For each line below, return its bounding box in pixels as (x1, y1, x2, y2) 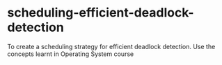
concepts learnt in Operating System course (7, 50, 134, 58)
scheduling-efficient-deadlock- (7, 5, 194, 21)
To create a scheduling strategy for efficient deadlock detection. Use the (7, 42, 216, 50)
